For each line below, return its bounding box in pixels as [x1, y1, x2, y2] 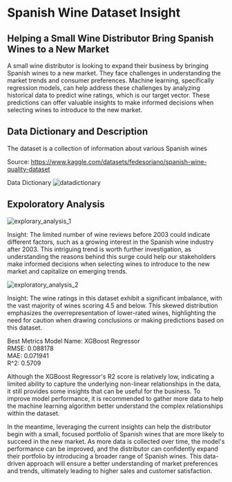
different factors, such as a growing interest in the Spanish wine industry [7, 238, 214, 246]
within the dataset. [7, 409, 60, 417]
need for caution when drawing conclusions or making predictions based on [7, 316, 224, 324]
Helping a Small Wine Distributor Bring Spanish [7, 33, 214, 44]
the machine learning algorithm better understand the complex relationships [7, 402, 224, 410]
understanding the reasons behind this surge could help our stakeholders [7, 252, 216, 260]
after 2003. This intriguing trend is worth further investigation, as [7, 244, 192, 253]
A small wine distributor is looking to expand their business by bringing [7, 62, 209, 70]
